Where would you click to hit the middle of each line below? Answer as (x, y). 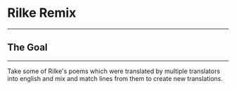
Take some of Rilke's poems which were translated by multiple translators (114, 71)
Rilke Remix (42, 13)
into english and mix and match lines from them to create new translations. (115, 78)
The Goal (27, 47)
